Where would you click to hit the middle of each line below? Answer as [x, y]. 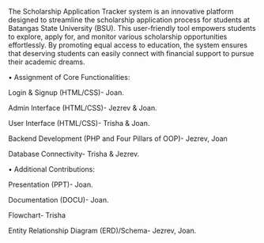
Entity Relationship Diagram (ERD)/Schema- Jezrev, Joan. [102, 230]
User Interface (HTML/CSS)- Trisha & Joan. [79, 123]
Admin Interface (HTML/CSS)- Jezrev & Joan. [83, 108]
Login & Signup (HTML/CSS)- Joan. [66, 93]
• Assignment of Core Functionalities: [69, 77]
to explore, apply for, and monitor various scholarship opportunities [118, 36]
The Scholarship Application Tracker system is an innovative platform [121, 11]
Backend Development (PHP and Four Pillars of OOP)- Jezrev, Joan [118, 139]
